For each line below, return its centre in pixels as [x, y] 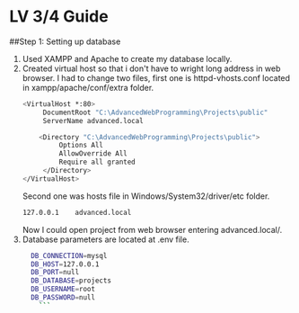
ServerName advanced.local [93, 121]
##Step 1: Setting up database [65, 41]
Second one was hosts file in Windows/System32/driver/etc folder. [146, 196]
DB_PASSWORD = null [63, 298]
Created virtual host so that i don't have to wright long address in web [151, 68]
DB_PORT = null [55, 273]
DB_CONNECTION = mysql [69, 255]
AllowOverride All [93, 154]
